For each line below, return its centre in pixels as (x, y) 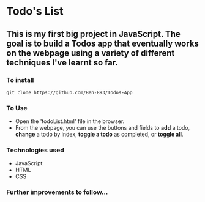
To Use (17, 108)
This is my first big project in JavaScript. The (93, 34)
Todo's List (35, 11)
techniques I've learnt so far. (62, 62)
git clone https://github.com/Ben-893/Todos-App (69, 92)
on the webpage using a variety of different (91, 53)
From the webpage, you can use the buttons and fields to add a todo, (102, 128)
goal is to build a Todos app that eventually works (102, 43)
